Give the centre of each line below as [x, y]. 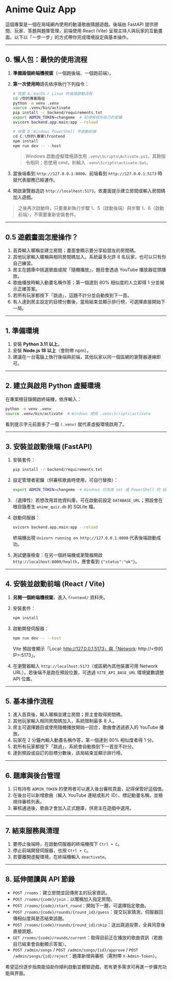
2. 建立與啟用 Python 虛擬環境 [53, 386]
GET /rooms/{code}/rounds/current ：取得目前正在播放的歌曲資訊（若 [85, 937]
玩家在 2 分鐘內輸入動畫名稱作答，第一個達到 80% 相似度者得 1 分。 [84, 740]
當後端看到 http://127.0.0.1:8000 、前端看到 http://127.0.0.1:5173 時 [88, 173]
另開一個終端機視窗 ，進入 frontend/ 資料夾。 [60, 597]
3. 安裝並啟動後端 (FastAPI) [49, 447]
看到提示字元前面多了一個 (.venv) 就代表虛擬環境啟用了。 [66, 424]
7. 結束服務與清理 [32, 830]
